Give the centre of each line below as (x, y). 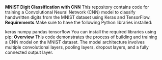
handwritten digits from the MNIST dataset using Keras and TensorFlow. (78, 17)
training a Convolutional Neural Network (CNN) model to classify (70, 12)
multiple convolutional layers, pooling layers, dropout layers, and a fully (77, 47)
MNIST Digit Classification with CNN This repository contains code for (77, 7)
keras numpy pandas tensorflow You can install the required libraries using (81, 32)
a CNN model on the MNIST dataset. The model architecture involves (75, 42)
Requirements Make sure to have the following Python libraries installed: (79, 22)
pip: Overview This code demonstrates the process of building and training (81, 37)
